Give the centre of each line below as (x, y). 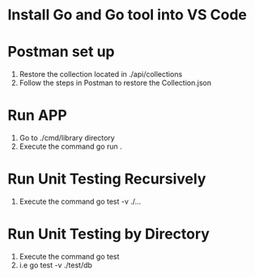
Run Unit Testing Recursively (107, 179)
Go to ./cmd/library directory (67, 138)
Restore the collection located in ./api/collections (101, 74)
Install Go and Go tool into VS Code (127, 15)
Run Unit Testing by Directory (108, 234)
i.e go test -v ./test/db (55, 265)
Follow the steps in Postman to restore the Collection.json (115, 83)
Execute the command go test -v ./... (80, 201)
